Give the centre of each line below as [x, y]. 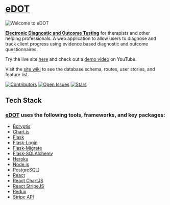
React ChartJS [28, 180]
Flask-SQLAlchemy [33, 153]
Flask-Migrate [27, 148]
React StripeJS [28, 186]
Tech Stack [23, 100]
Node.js [21, 164]
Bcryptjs [21, 126]
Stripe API [23, 197]
